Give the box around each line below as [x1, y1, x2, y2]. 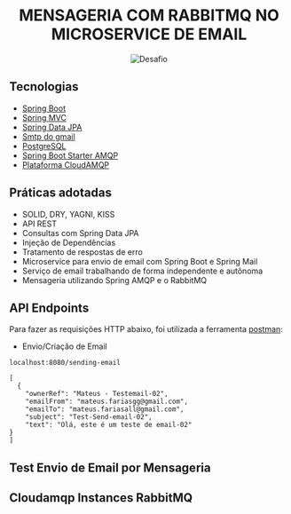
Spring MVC [21, 112, 67, 123]
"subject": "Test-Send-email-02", [25, 413, 153, 422]
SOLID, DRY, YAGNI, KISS [21, 209, 115, 219]
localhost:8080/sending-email [9, 359, 122, 368]
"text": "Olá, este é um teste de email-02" [25, 421, 193, 430]
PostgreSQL [21, 140, 67, 151]
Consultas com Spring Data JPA [21, 227, 139, 238]
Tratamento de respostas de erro [21, 246, 144, 257]
